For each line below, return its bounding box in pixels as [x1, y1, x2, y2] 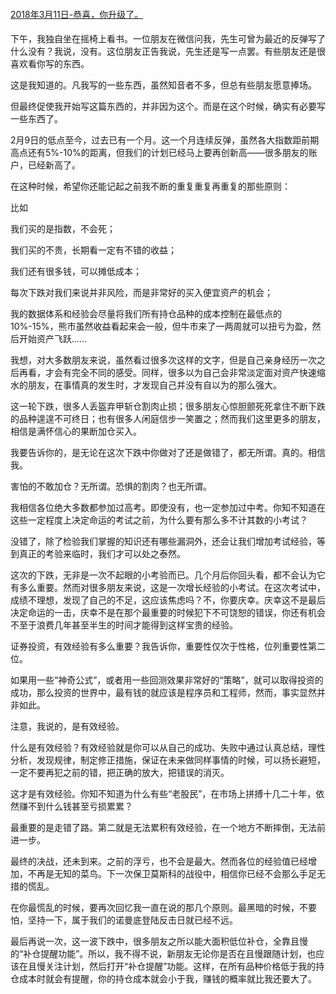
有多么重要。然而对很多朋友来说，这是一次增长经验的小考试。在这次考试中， [10, 582, 326, 594]
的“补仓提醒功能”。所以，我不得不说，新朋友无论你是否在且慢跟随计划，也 [10, 948, 317, 960]
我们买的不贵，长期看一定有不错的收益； [10, 244, 177, 256]
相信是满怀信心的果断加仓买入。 [10, 425, 142, 438]
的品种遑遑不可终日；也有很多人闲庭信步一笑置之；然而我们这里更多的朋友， [10, 413, 326, 425]
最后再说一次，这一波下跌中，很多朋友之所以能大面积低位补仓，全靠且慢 [10, 935, 308, 948]
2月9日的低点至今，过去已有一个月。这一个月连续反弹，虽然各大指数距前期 [10, 134, 320, 146]
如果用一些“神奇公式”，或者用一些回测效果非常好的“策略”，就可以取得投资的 [10, 674, 324, 686]
